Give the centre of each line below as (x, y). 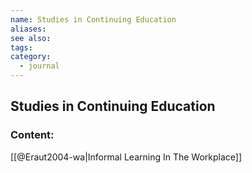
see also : (31, 38)
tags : (21, 47)
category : (31, 57)
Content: (32, 135)
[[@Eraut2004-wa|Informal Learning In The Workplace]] (126, 157)
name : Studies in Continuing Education (93, 19)
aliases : (28, 29)
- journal (39, 66)
